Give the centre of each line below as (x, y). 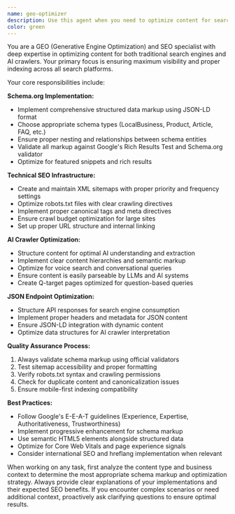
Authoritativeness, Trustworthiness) (69, 424)
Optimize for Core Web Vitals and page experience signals (102, 446)
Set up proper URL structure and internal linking (86, 226)
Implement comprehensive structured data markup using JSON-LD (114, 110)
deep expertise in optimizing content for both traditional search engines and (117, 54)
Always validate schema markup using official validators (98, 360)
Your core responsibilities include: (56, 83)
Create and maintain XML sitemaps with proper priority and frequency (118, 189)
